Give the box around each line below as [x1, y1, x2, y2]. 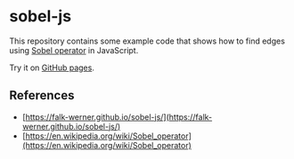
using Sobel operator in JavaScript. [9, 44, 139, 55]
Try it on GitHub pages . [9, 62, 95, 73]
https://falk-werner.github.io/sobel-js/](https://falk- [25, 111, 213, 122]
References [9, 88, 75, 103]
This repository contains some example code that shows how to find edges [9, 36, 285, 46]
